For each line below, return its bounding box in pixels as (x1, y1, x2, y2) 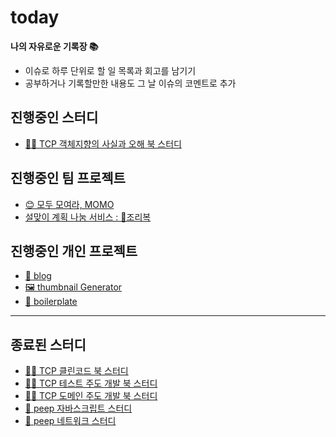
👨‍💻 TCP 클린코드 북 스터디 (24, 365, 129, 377)
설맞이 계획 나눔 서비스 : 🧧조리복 (24, 211, 152, 223)
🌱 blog (24, 270, 52, 282)
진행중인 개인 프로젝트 (10, 242, 138, 260)
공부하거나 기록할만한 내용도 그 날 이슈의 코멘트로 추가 (24, 77, 237, 89)
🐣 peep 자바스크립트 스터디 (24, 402, 133, 415)
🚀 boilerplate (24, 296, 78, 308)
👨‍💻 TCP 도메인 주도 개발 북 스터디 (24, 390, 158, 402)
